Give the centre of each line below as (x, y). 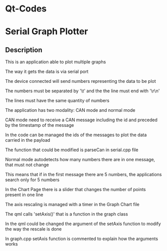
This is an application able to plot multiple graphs (56, 62)
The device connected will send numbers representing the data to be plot (81, 81)
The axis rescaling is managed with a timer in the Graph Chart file (72, 205)
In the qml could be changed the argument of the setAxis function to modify (83, 224)
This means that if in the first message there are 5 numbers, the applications (83, 175)
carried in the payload (28, 140)
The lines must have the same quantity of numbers (57, 101)
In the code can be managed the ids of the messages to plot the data (76, 135)
